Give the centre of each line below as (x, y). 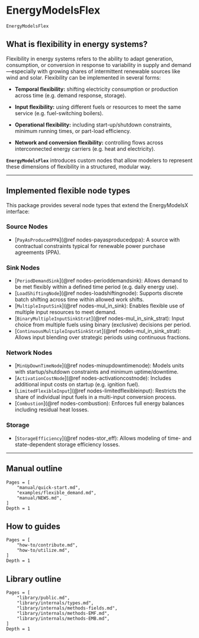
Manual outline (34, 469)
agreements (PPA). (38, 252)
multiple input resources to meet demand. (66, 312)
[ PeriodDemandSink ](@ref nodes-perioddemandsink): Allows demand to (101, 281)
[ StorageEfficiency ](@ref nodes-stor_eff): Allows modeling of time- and (103, 438)
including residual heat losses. (52, 410)
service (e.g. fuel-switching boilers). (59, 113)
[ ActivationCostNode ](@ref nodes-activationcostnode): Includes (93, 378)
